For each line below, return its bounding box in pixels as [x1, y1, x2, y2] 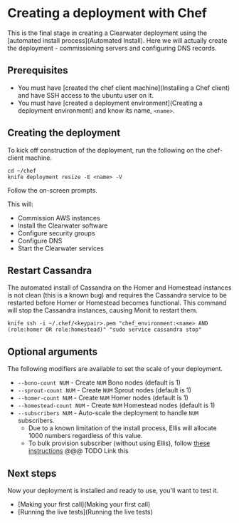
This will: [7, 200, 33, 208]
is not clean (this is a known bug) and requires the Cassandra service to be [7, 291, 228, 300]
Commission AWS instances [17, 213, 101, 222]
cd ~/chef [7, 167, 37, 174]
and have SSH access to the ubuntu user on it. [17, 91, 154, 99]
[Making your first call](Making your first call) [17, 500, 151, 508]
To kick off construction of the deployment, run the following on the [7, 146, 206, 154]
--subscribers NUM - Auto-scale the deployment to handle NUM [17, 409, 199, 417]
